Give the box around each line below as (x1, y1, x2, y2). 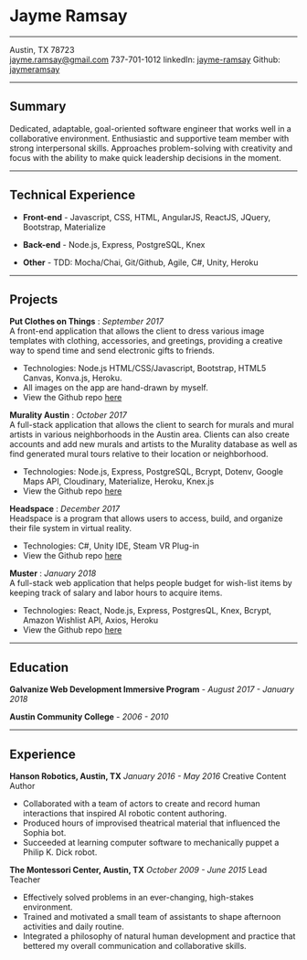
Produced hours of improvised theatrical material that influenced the (22, 817, 281, 828)
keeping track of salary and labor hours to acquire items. (9, 587, 223, 599)
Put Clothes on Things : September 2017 (9, 316, 164, 327)
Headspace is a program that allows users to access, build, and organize (9, 513, 283, 524)
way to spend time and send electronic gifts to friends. (9, 345, 215, 357)
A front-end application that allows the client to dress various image (9, 325, 265, 336)
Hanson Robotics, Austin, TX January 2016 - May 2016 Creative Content (9, 771, 287, 782)
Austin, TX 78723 (9, 44, 75, 55)
